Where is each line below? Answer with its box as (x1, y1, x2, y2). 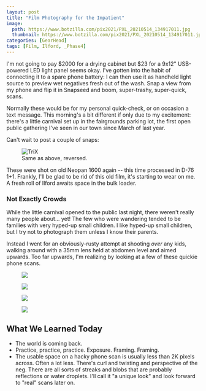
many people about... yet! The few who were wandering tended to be (6, 215, 181, 223)
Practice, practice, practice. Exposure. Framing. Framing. (15, 346, 159, 354)
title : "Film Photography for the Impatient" (6, 15, 124, 21)
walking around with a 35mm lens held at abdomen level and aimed (6, 247, 177, 254)
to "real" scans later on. (15, 379, 75, 386)
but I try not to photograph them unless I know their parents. (6, 228, 159, 236)
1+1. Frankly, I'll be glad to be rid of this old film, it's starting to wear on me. (6, 172, 196, 180)
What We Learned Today (6, 323, 103, 334)
